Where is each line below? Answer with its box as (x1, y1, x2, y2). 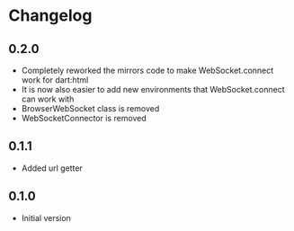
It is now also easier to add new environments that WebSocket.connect (21, 84, 285, 94)
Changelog (8, 5, 93, 26)
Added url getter (21, 163, 83, 173)
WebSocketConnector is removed (21, 113, 147, 123)
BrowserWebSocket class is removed (21, 103, 160, 113)
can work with (21, 93, 75, 104)
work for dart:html (21, 75, 89, 85)
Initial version (21, 212, 71, 223)
